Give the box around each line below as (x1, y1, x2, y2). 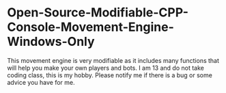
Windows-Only (7, 34, 95, 49)
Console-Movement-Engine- (7, 19, 174, 35)
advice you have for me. (7, 78, 75, 86)
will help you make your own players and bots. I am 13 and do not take (7, 64, 205, 72)
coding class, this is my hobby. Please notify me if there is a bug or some (7, 70, 213, 79)
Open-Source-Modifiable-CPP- (7, 5, 189, 21)
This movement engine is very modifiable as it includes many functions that (7, 56, 220, 64)
